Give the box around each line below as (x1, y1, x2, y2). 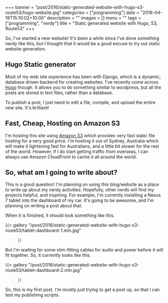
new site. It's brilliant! (5, 105, 49, 111)
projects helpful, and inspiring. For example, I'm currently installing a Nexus (5, 192, 161, 198)
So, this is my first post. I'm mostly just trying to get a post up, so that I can (5, 286, 160, 292)
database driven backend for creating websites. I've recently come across (5, 79, 159, 85)
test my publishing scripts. (5, 292, 60, 298)
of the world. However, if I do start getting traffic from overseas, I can (5, 148, 149, 154)
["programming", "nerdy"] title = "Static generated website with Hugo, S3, (5, 20, 158, 26)
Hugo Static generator (5, 60, 76, 69)
